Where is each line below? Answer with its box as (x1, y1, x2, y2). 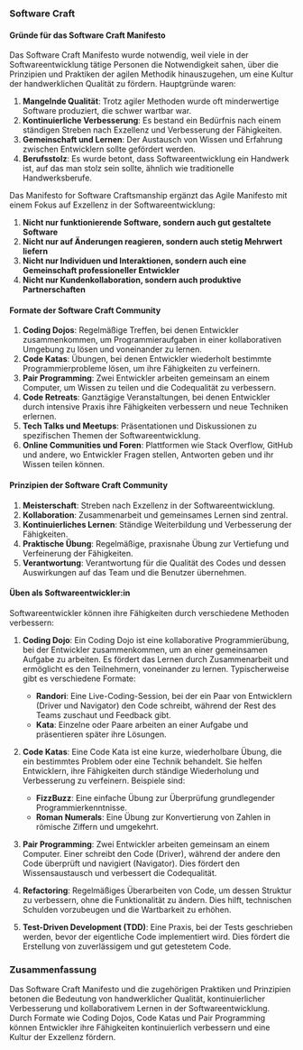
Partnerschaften (22, 284, 86, 295)
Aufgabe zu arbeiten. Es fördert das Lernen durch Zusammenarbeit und (22, 653, 289, 665)
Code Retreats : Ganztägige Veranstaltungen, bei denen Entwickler (22, 391, 271, 403)
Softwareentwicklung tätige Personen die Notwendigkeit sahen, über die (9, 60, 280, 70)
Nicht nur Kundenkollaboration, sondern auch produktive (22, 274, 242, 286)
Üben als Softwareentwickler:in (9, 587, 131, 598)
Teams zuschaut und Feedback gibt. (35, 709, 171, 720)
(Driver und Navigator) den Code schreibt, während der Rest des (35, 700, 277, 711)
